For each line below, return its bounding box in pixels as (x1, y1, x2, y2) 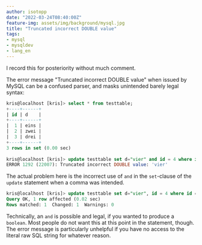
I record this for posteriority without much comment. (6, 64, 136, 71)
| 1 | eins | (6, 122, 42, 129)
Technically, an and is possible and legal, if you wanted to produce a (6, 213, 174, 220)
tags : (6, 31, 20, 37)
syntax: (6, 88, 25, 96)
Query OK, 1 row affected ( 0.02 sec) (6, 196, 101, 202)
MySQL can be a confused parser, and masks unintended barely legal (6, 82, 179, 89)
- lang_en (6, 48, 31, 54)
